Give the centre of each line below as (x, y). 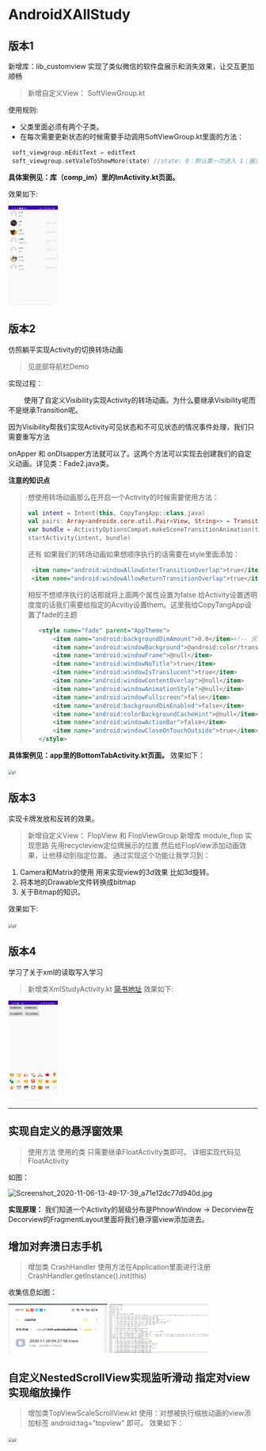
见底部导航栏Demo (58, 366)
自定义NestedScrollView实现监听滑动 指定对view (129, 1378)
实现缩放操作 (40, 1392)
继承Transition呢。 (52, 410)
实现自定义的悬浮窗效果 (65, 1131)
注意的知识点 (29, 480)
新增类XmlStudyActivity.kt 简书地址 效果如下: (101, 989)
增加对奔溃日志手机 (55, 1246)
